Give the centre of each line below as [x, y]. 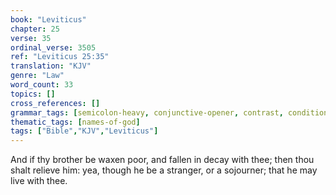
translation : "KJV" [51, 66]
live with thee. [39, 181]
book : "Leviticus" [48, 19]
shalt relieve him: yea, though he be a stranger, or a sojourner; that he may [164, 170]
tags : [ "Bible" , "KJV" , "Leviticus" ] [84, 131]
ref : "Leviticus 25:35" [60, 57]
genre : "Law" [37, 76]
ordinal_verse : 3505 [53, 47]
